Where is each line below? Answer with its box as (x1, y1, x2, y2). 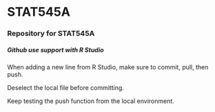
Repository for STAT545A (7, 29, 95, 38)
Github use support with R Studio (7, 45, 105, 54)
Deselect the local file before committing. (7, 84, 124, 92)
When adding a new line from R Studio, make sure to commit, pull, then (7, 63, 209, 71)
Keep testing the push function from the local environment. (7, 97, 174, 105)
